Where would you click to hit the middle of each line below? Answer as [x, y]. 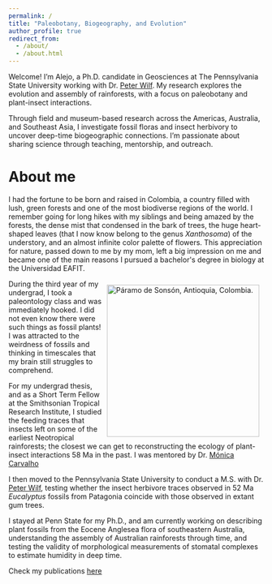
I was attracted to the [44, 335]
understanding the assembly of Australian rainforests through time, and [128, 538]
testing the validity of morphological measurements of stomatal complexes [133, 546]
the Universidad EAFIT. [47, 268]
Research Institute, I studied [55, 411]
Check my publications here [55, 571]
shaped [21, 234]
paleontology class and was [55, 301]
